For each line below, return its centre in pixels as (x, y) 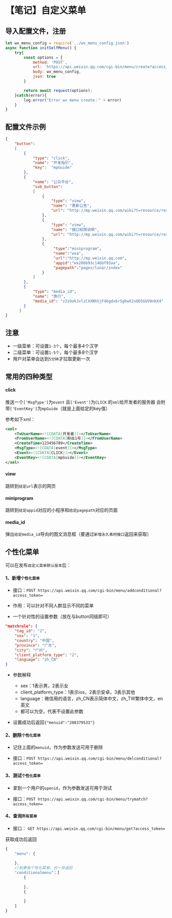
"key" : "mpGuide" (52, 168)
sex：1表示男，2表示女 (44, 686)
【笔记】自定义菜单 (46, 11)
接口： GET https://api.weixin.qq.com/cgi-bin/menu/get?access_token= (89, 828)
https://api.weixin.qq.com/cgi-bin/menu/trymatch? (93, 799)
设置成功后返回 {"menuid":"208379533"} (54, 722)
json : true (44, 77)
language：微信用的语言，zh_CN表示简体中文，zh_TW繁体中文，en (92, 699)
